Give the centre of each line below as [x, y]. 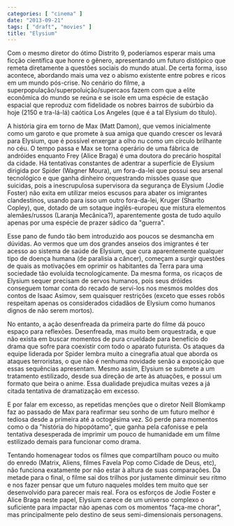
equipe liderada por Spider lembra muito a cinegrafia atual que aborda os [112, 354]
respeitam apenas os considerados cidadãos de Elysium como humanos [111, 303]
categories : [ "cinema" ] [45, 14]
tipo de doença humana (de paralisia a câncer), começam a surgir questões [116, 259]
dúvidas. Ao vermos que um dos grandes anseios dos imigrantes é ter [108, 244]
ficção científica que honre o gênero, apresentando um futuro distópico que [116, 61]
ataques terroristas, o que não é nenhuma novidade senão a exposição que [116, 362]
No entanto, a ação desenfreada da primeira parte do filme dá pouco [106, 324]
